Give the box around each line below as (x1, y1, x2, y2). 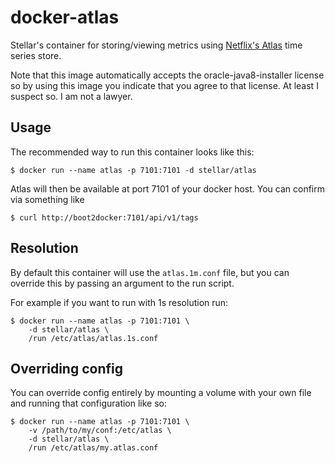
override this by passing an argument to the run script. (10, 277, 235, 289)
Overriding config (10, 360, 123, 377)
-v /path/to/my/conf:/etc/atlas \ (28, 426, 172, 436)
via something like (10, 193, 85, 205)
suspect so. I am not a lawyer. (10, 90, 133, 102)
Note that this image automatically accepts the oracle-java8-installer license (10, 69, 325, 81)
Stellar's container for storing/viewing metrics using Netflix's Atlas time (10, 39, 303, 51)
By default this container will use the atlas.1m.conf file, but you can (10, 266, 290, 278)
